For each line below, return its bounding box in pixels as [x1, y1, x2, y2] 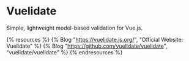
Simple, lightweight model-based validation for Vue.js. [6, 24, 143, 31]
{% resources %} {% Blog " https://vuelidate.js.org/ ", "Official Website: [6, 36, 183, 43]
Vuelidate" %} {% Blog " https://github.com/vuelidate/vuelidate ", [6, 42, 168, 50]
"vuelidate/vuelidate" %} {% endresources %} [6, 48, 123, 56]
